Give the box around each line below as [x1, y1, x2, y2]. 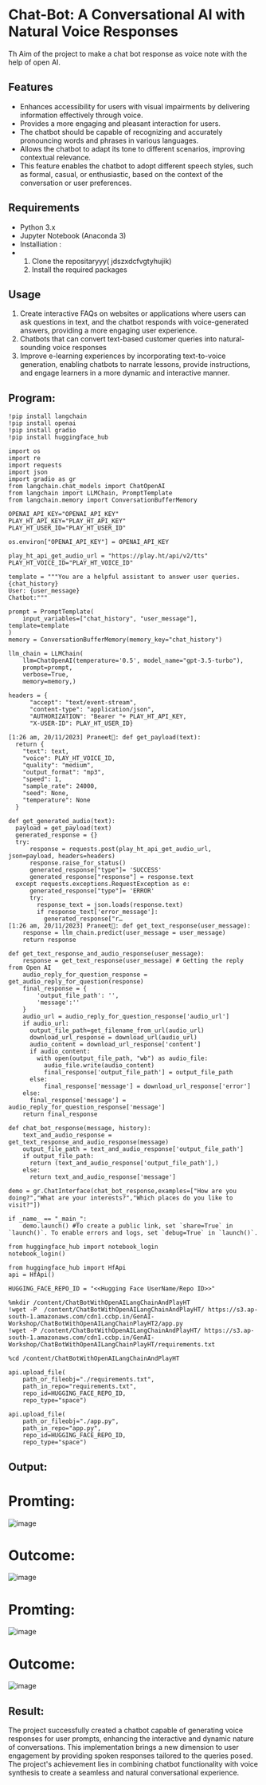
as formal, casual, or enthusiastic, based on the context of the [19, 169, 224, 179]
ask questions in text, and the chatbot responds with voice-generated [19, 317, 249, 327]
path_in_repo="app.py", [22, 1424, 102, 1432]
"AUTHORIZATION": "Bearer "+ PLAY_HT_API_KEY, [29, 712, 187, 721]
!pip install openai [8, 420, 77, 428]
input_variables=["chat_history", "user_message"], [22, 615, 198, 623]
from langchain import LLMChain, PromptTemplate [8, 489, 173, 498]
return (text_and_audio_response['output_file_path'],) [29, 1159, 219, 1168]
